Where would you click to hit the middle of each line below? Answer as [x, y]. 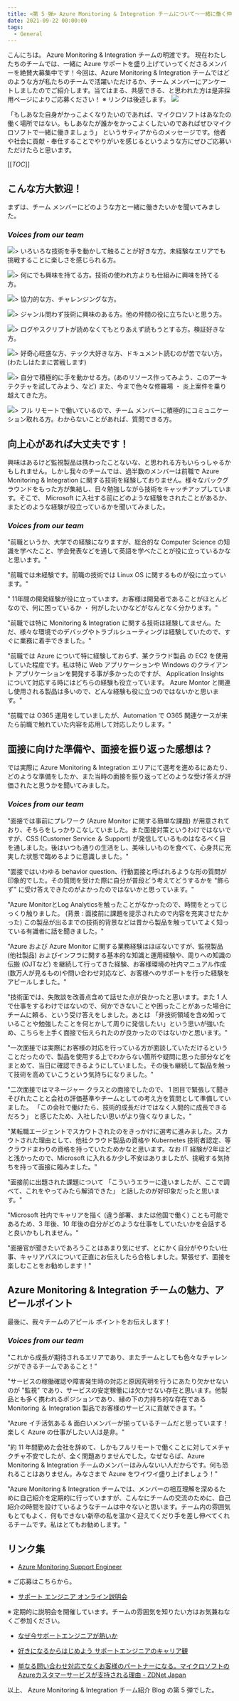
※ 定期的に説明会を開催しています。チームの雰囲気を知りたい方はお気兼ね [116, 1611]
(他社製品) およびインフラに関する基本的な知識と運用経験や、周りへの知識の [119, 955]
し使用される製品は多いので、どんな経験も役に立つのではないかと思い [110, 692]
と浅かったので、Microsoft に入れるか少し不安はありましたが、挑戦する [112, 1158]
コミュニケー [210, 411]
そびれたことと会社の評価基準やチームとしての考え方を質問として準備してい [119, 1098]
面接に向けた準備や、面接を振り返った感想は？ [110, 749]
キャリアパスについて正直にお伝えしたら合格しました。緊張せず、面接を [125, 1256]
